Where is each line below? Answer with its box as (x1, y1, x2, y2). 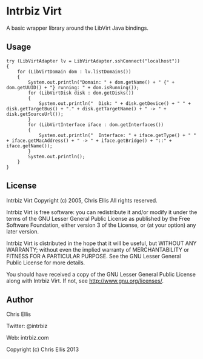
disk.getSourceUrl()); (6, 111, 64, 117)
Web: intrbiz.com (6, 334, 49, 341)
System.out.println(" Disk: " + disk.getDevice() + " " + (38, 100, 191, 107)
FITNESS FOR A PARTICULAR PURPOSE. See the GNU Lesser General (6, 252, 181, 260)
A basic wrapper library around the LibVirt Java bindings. (6, 24, 149, 32)
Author (6, 294, 33, 304)
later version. (6, 227, 39, 235)
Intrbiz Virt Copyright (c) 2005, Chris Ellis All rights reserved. (6, 196, 158, 204)
